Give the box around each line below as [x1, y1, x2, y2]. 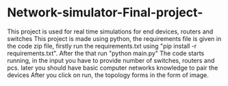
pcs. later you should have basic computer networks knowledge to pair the [7, 63, 218, 72]
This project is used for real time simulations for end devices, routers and [7, 27, 214, 35]
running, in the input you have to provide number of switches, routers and [7, 56, 215, 64]
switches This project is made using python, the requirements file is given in [7, 34, 222, 42]
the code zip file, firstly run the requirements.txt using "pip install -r [7, 42, 197, 50]
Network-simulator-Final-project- [7, 5, 203, 20]
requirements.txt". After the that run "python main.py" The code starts [7, 49, 205, 57]
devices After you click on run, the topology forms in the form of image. [7, 70, 209, 79]
